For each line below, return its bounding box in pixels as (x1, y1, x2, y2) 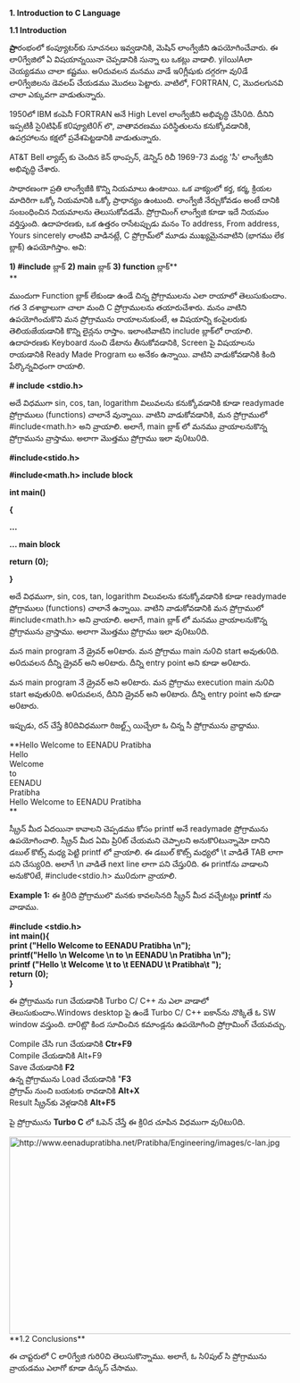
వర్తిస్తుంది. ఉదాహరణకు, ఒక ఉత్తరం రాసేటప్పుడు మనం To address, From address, (9, 218, 279, 229)
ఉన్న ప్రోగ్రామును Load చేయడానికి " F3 (9, 1074, 132, 1084)
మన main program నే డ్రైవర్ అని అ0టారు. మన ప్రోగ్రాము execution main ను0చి (9, 677, 275, 687)
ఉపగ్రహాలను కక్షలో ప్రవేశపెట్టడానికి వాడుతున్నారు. (9, 132, 162, 142)
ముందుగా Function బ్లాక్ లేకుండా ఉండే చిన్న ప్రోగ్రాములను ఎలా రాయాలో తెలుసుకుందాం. (9, 291, 287, 300)
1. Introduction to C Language (9, 8, 121, 18)
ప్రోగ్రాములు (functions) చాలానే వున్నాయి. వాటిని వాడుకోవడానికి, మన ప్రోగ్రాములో (9, 409, 268, 419)
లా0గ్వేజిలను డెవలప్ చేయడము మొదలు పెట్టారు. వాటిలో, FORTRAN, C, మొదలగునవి (9, 78, 284, 88)
